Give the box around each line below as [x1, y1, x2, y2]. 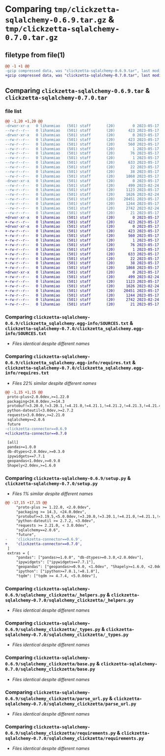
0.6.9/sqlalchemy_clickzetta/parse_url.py [5, 695, 108, 701]
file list [5, 107, 22, 114]
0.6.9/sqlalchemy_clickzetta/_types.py [5, 627, 101, 632]
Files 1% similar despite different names [12, 491, 93, 497]
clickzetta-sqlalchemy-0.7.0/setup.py [5, 481, 98, 486]
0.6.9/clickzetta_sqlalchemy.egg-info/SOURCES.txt [5, 321, 129, 326]
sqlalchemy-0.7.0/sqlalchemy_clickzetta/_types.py [5, 632, 129, 638]
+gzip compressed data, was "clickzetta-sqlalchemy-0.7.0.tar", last [5, 73, 151, 78]
